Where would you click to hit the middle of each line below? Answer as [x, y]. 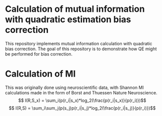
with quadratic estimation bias [68, 19]
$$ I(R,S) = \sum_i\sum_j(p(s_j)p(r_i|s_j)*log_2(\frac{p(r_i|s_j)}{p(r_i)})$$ [82, 108]
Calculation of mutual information [75, 9]
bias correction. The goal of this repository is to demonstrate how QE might [81, 49]
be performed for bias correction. [39, 54]
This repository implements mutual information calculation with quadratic [79, 43]
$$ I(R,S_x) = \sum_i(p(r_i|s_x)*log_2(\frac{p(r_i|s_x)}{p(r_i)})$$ [82, 100]
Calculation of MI [40, 74]
